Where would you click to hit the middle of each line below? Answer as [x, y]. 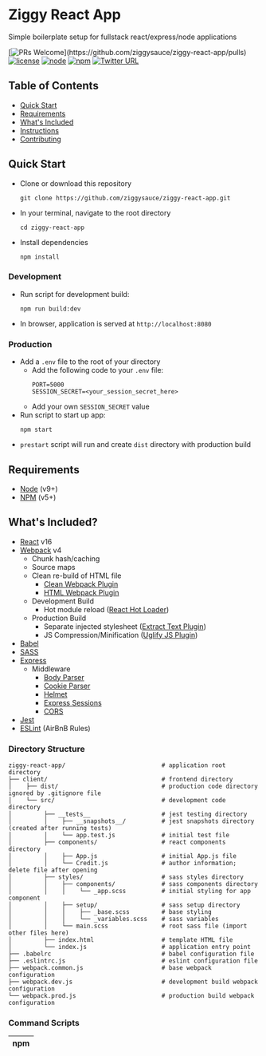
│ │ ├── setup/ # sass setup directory [124, 905]
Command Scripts [44, 1023]
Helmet [55, 694]
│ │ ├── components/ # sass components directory [133, 884]
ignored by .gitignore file [55, 793]
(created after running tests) [60, 829]
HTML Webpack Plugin [81, 592]
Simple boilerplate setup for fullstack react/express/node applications [123, 37]
